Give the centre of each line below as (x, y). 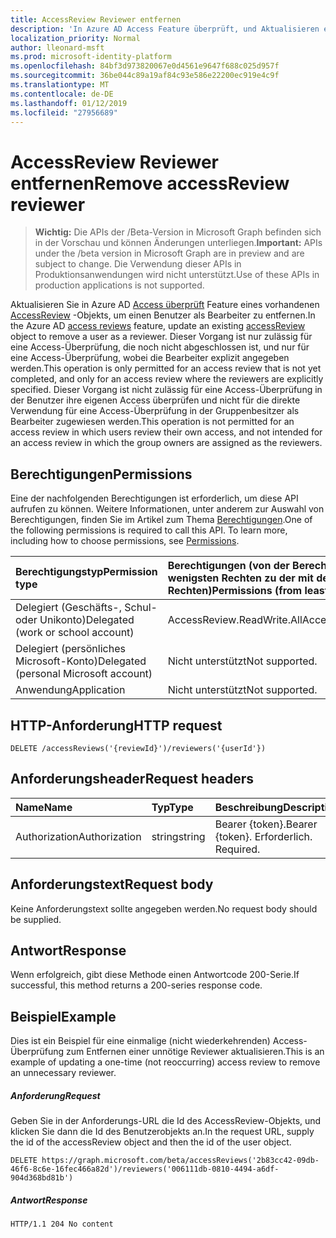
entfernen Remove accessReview (150, 183)
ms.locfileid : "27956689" (64, 112)
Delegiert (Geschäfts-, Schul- (86, 608)
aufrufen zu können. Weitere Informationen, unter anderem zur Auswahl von (167, 509)
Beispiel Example (63, 1016)
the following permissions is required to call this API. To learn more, (149, 530)
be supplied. (36, 919)
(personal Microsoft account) (84, 674)
